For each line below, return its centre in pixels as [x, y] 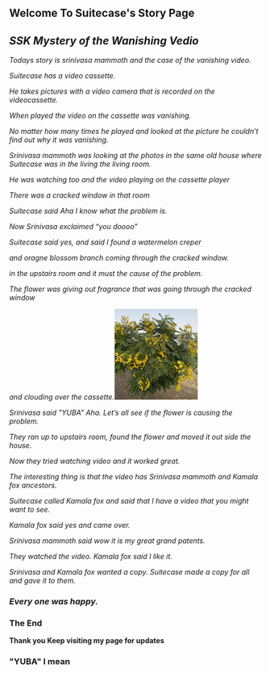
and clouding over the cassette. [62, 397]
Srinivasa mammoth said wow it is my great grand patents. [107, 541]
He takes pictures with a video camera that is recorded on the [112, 91]
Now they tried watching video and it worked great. [95, 461]
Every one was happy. [54, 602]
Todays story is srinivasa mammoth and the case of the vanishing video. [131, 61]
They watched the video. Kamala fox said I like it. [91, 557]
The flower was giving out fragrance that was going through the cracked [131, 289]
